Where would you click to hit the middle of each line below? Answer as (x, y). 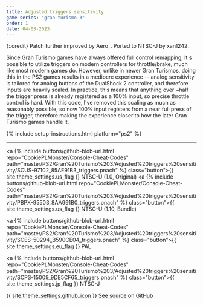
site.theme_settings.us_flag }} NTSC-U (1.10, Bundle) (72, 209)
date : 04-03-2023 (28, 29)
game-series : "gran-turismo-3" (46, 18)
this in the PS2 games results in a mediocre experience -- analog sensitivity (100, 77)
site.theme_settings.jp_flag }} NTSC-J (53, 284)
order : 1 (17, 23)
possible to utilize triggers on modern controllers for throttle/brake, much (97, 64)
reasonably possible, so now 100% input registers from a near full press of (99, 109)
